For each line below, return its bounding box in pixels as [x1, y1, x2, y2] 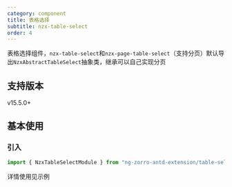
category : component [7, 10, 67, 17]
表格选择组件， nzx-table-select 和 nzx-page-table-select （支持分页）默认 [7, 49, 219, 57]
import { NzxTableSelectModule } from [7, 159, 119, 166]
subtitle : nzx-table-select [7, 23, 88, 30]
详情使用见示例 [7, 172, 50, 180]
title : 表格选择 [7, 17, 50, 23]
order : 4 [7, 29, 32, 37]
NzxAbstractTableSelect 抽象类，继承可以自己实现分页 [13, 58, 166, 66]
